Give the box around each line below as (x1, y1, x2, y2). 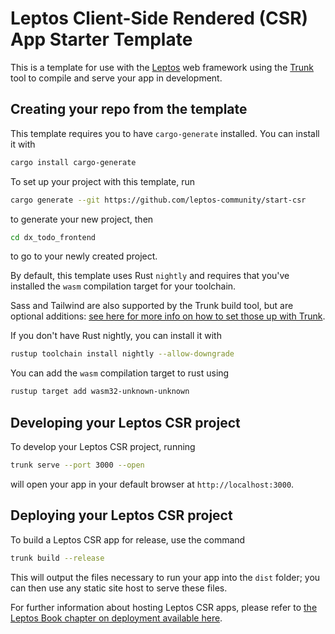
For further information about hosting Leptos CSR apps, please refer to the (10, 601, 318, 613)
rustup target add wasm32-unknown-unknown (10, 387, 190, 397)
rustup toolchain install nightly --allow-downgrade (10, 349, 235, 359)
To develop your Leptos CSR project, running (10, 440, 196, 452)
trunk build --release (10, 553, 105, 563)
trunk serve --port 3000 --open (10, 460, 145, 470)
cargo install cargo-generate (10, 157, 137, 167)
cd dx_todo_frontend (10, 232, 97, 242)
